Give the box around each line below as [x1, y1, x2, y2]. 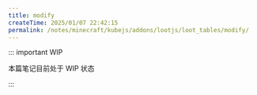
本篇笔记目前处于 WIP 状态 [8, 64, 95, 73]
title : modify [8, 11, 55, 20]
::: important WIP [8, 48, 63, 57]
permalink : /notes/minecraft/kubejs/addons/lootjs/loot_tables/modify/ [8, 26, 249, 34]
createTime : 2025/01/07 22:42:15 [8, 19, 119, 27]
